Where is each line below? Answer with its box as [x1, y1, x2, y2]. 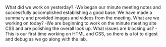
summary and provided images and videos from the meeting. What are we [5, 15, 160, 20]
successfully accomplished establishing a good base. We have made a [5, 9, 152, 15]
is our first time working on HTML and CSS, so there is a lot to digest [15, 31, 158, 36]
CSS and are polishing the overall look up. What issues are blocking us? [5, 25, 154, 31]
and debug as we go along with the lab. [5, 36, 87, 42]
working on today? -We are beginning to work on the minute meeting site [5, 20, 157, 26]
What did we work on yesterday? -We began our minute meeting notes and [5, 4, 161, 10]
